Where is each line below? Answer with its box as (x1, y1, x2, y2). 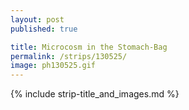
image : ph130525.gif (10, 61, 97, 71)
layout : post (10, 14, 65, 25)
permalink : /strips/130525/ (10, 51, 128, 61)
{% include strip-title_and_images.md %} (10, 88, 180, 100)
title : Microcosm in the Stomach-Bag (10, 42, 168, 52)
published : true (10, 24, 78, 34)
